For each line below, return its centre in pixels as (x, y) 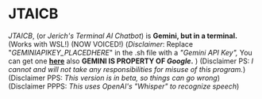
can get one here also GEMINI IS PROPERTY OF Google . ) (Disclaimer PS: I (131, 61)
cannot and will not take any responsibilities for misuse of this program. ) (127, 69)
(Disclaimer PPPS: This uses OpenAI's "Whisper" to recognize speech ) (124, 86)
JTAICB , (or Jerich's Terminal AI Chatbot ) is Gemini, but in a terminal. (123, 36)
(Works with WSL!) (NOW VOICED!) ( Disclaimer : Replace (100, 44)
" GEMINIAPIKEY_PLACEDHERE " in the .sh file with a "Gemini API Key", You (130, 52)
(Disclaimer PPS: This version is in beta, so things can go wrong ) (114, 78)
